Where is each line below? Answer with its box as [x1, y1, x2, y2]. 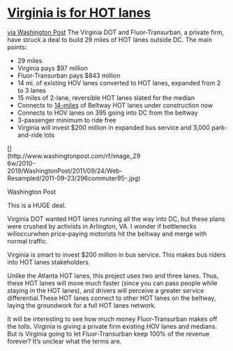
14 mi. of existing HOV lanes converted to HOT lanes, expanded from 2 [17, 78, 221, 87]
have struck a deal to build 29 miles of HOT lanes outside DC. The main [7, 35, 213, 43]
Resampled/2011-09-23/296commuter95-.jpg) [7, 173, 141, 182]
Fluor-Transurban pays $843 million [17, 71, 121, 80]
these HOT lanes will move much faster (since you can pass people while [7, 278, 218, 287]
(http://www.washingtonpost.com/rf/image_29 [7, 152, 141, 160]
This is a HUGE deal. [7, 201, 66, 209]
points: [7, 43, 27, 51]
